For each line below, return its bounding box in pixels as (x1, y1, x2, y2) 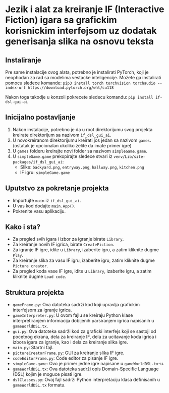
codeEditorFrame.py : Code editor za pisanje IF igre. (12, 355, 119, 361)
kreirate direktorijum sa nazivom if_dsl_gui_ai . (12, 132, 111, 138)
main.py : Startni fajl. (12, 345, 54, 351)
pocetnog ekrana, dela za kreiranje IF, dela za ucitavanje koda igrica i (12, 334, 156, 340)
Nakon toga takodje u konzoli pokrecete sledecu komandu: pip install (5, 94, 154, 100)
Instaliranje (5, 55, 41, 64)
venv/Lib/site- (113, 154, 145, 159)
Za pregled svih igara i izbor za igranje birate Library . (12, 236, 124, 242)
